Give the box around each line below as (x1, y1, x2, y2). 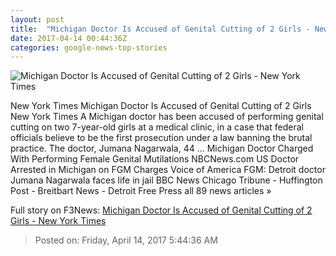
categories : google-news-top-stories (10, 42, 168, 53)
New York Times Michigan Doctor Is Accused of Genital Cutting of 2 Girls (10, 100, 312, 112)
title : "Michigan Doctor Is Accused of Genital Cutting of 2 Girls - (10, 24, 311, 34)
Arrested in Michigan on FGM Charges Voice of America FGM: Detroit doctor (10, 164, 326, 176)
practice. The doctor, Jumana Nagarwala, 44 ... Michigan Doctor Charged (10, 142, 314, 155)
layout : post (10, 14, 65, 25)
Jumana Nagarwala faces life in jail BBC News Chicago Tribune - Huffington (10, 174, 323, 186)
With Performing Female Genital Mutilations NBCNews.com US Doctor (10, 153, 300, 165)
